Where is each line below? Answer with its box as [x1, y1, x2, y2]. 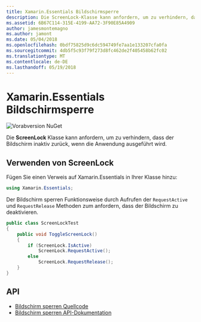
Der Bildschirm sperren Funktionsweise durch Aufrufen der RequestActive [6, 196, 188, 203]
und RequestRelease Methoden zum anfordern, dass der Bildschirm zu [6, 203, 178, 209]
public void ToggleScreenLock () [17, 231, 98, 237]
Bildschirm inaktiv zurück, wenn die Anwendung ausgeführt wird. [6, 140, 167, 148]
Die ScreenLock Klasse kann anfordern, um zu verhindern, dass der [6, 134, 175, 141]
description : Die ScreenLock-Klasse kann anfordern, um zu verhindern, [6, 14, 188, 20]
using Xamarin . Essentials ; [6, 185, 74, 191]
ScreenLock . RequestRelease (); [38, 259, 114, 265]
